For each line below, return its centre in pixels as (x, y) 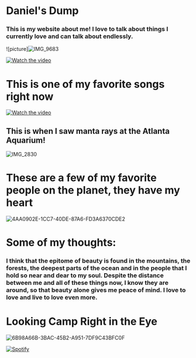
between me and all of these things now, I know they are (87, 283)
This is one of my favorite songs (85, 84)
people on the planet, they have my (93, 190)
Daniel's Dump (42, 11)
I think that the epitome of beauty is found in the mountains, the (98, 261)
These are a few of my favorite (81, 178)
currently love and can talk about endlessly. (70, 36)
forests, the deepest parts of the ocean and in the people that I (97, 268)
